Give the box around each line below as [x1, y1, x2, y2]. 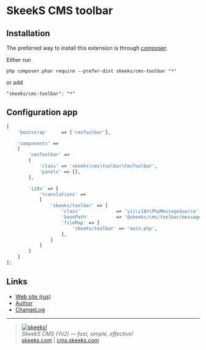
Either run [6, 56, 31, 63]
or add [6, 79, 23, 86]
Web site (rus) [15, 292, 51, 300]
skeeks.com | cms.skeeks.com [21, 337, 99, 344]
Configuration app [6, 107, 78, 118]
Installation [6, 28, 50, 39]
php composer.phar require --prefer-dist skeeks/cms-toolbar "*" [6, 68, 177, 74]
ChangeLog [15, 306, 45, 313]
